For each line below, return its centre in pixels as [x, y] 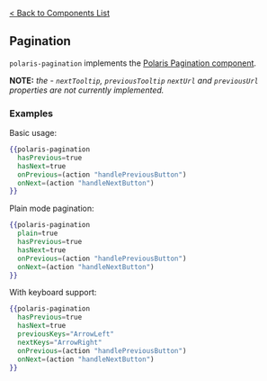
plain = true [38, 233]
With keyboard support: [53, 293]
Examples [31, 113]
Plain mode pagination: [52, 209]
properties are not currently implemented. [87, 90]
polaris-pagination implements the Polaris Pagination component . [133, 63]
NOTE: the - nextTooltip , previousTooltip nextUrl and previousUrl [134, 80]
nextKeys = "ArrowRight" [60, 342]
